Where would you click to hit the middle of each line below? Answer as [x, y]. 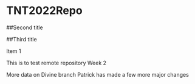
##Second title [25, 27]
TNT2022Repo [45, 11]
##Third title [22, 39]
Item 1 [14, 51]
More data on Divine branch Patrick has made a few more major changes [98, 74]
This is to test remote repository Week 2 [56, 63]
